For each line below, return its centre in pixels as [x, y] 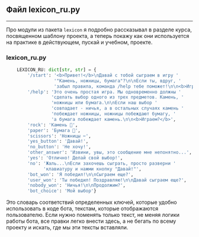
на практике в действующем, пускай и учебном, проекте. [79, 42]
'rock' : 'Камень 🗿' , [53, 125]
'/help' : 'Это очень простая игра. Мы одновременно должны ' [105, 92]
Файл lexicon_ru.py [43, 10]
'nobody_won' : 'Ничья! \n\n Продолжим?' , [77, 185]
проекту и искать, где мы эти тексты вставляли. [67, 228]
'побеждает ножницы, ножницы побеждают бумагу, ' [114, 114]
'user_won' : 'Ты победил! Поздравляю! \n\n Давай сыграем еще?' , [107, 180]
